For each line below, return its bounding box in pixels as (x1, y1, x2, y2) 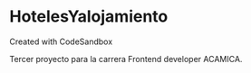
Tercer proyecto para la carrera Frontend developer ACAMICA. (9, 53, 243, 64)
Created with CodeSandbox (9, 36, 113, 47)
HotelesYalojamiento (9, 6, 169, 27)
